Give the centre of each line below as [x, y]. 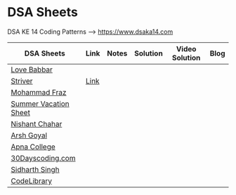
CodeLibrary [32, 181]
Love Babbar [32, 69]
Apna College [33, 147]
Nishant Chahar [37, 123]
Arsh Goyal [29, 135]
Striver [22, 81]
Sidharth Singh [35, 169]
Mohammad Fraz [39, 92]
